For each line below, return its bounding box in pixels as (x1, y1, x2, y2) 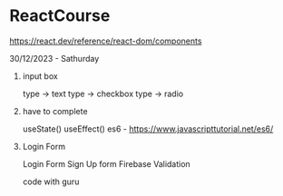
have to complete (22, 105, 88, 116)
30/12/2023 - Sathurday (9, 53, 100, 64)
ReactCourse (9, 5, 111, 26)
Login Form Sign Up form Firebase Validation (22, 158, 190, 169)
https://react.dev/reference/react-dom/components (9, 35, 202, 46)
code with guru (22, 176, 80, 187)
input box (22, 70, 59, 82)
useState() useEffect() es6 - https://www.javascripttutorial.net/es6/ (22, 123, 274, 134)
